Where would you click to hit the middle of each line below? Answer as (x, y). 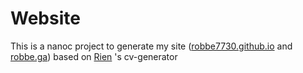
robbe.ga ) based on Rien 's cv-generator (94, 56)
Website (45, 18)
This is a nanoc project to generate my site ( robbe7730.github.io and (151, 46)
